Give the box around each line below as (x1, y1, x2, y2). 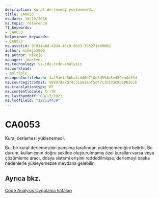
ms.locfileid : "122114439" (5, 98, 60, 103)
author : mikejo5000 (5, 48, 45, 53)
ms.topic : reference (5, 21, 48, 26)
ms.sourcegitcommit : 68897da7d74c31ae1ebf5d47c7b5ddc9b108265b (5, 80, 137, 85)
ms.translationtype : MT (5, 84, 54, 89)
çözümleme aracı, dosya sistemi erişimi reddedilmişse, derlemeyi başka (5, 155, 150, 161)
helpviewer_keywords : (5, 35, 50, 40)
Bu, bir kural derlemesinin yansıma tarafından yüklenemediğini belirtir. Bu (5, 145, 153, 151)
